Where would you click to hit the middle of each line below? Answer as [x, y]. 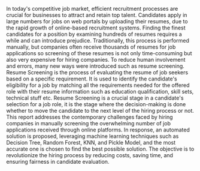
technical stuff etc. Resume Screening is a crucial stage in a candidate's [95, 98]
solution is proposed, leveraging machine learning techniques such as [93, 136]
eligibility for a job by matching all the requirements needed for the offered [98, 85]
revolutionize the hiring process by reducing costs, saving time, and [90, 155]
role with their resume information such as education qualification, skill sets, [100, 91]
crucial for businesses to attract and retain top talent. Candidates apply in [97, 15]
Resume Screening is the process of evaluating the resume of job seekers [97, 72]
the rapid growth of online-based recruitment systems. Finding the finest [96, 28]
